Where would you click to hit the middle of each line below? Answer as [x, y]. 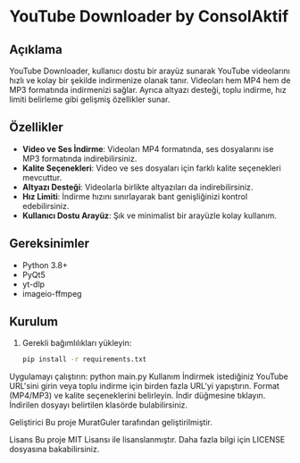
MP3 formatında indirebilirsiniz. [79, 158]
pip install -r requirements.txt [84, 359]
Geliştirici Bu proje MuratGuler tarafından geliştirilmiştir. [111, 423]
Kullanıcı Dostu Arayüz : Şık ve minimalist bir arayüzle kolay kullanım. [149, 215]
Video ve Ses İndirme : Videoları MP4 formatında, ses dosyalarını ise [148, 148]
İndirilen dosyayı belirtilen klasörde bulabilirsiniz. [99, 405]
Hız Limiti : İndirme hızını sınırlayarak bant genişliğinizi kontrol [135, 196]
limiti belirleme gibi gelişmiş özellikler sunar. [90, 99]
